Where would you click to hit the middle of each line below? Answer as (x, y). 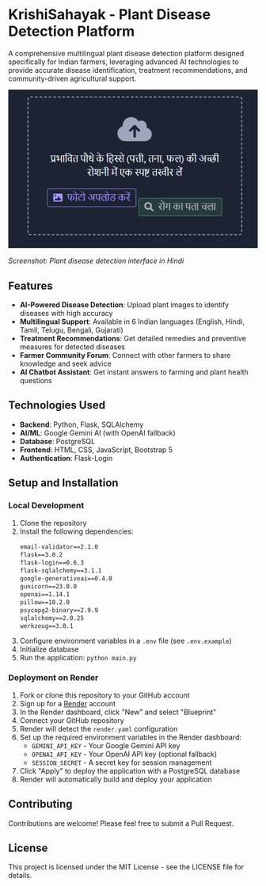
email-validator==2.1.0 (59, 547)
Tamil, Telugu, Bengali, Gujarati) (72, 330)
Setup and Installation (63, 483)
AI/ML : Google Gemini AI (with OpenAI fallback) (97, 432)
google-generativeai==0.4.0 (66, 578)
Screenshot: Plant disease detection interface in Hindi (96, 261)
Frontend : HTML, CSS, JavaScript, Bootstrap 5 (96, 450)
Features (30, 285)
